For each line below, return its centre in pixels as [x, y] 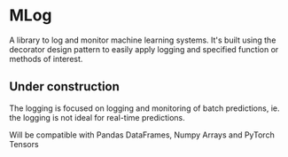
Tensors [24, 144]
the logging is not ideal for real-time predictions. [97, 117]
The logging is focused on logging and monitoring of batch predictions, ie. [144, 108]
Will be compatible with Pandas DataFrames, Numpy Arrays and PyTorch [142, 135]
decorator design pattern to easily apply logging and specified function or [144, 49]
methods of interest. [46, 59]
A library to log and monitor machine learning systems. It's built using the [143, 40]
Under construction [64, 86]
